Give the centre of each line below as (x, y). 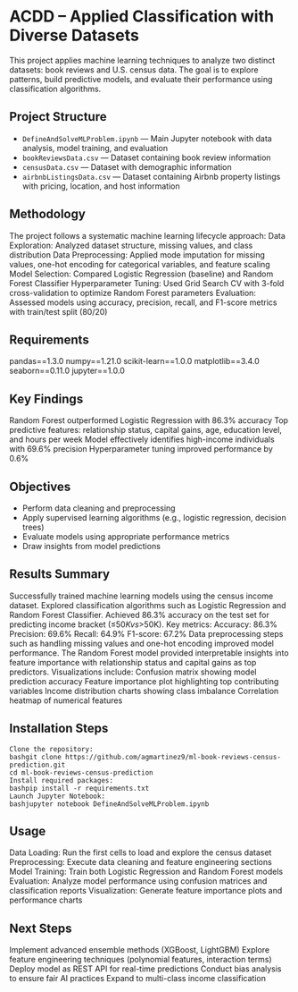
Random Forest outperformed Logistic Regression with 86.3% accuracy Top (149, 420)
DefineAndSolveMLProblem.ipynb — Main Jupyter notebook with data (147, 138)
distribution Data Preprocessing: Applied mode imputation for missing (137, 254)
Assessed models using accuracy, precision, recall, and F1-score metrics (143, 302)
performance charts (46, 900)
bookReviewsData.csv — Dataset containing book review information (146, 157)
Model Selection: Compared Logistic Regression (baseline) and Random (141, 274)
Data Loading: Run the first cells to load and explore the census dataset (141, 852)
